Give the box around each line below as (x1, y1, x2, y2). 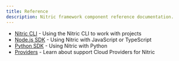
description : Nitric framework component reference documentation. (6, 14, 174, 20)
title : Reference (6, 8, 49, 15)
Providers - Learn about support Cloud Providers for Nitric (14, 48, 155, 55)
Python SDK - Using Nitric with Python (14, 42, 108, 49)
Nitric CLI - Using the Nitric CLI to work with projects (14, 30, 142, 37)
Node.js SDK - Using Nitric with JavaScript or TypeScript (14, 36, 152, 43)
